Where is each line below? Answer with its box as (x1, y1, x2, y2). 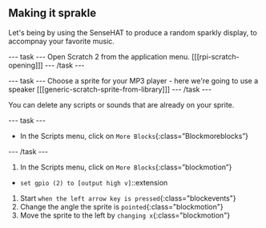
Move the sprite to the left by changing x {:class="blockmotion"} (19, 210, 231, 220)
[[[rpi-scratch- (191, 51, 240, 61)
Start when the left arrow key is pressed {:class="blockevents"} (19, 193, 236, 203)
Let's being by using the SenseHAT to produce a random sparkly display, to (8, 27, 258, 37)
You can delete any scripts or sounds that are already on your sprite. (8, 100, 235, 109)
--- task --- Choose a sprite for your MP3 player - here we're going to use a (8, 75, 259, 85)
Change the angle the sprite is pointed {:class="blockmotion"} (19, 202, 224, 211)
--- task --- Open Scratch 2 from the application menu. (8, 51, 191, 61)
